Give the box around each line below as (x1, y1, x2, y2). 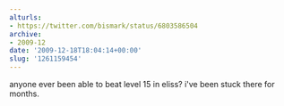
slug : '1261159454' (9, 54, 82, 63)
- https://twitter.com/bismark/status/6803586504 (9, 21, 199, 30)
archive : (9, 29, 42, 38)
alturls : (9, 12, 42, 22)
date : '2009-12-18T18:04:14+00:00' (9, 46, 142, 55)
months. (9, 88, 40, 99)
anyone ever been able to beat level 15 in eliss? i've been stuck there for (9, 79, 275, 89)
